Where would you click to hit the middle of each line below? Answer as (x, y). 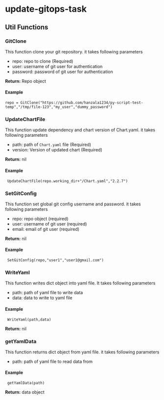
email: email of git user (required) (46, 229)
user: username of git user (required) (49, 224)
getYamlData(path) (26, 383)
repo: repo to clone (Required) (43, 61)
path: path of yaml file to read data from (52, 361)
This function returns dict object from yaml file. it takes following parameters (82, 352)
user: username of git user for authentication (57, 66)
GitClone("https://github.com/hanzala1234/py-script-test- (82, 103)
